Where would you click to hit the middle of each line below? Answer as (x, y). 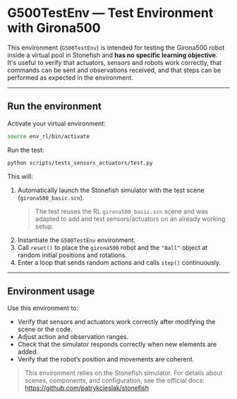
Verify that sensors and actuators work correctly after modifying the (116, 322)
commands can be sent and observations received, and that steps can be (114, 70)
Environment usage (51, 291)
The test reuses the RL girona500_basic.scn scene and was (121, 211)
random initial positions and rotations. (72, 255)
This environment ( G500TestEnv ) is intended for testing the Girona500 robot (116, 47)
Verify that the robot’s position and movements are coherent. (106, 359)
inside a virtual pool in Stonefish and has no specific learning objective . (113, 55)
